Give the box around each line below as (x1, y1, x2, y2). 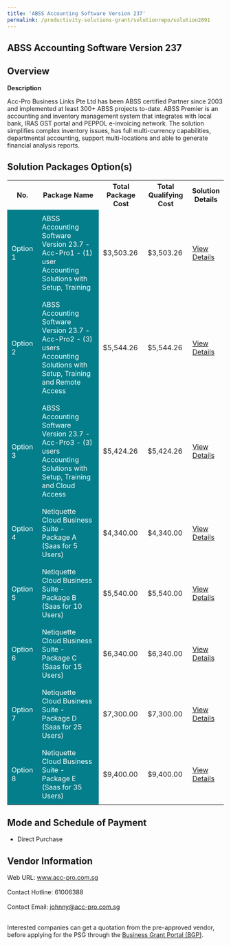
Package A (41, 532, 77, 542)
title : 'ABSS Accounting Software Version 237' (7, 10, 146, 17)
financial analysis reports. (7, 141, 80, 149)
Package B (41, 592, 77, 602)
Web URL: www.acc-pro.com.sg (7, 874, 98, 882)
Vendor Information (7, 855, 93, 867)
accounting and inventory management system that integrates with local (7, 112, 212, 120)
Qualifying (148, 190, 184, 200)
